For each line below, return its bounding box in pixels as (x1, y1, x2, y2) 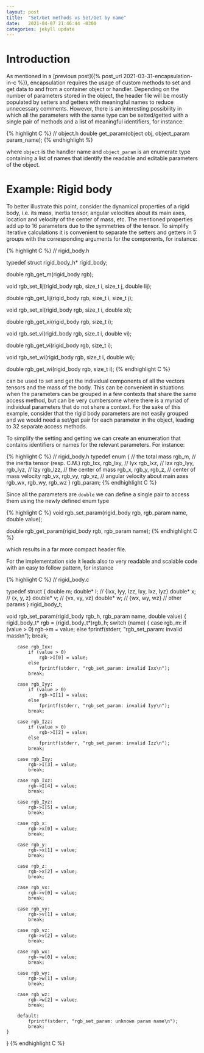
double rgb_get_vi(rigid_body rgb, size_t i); (6, 342, 113, 349)
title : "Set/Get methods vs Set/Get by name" (6, 15, 127, 21)
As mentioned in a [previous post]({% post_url (6, 73, 122, 80)
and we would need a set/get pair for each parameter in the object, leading (6, 416, 194, 424)
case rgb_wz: (17, 991, 51, 998)
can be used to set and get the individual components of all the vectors (6, 377, 185, 385)
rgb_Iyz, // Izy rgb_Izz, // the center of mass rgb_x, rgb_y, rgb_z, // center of (6, 466, 196, 474)
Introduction (6, 53, 71, 66)
